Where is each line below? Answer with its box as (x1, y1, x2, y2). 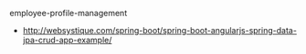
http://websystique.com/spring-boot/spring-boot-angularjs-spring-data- (22, 25, 297, 35)
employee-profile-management (9, 8, 128, 18)
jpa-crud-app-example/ (22, 35, 112, 45)
